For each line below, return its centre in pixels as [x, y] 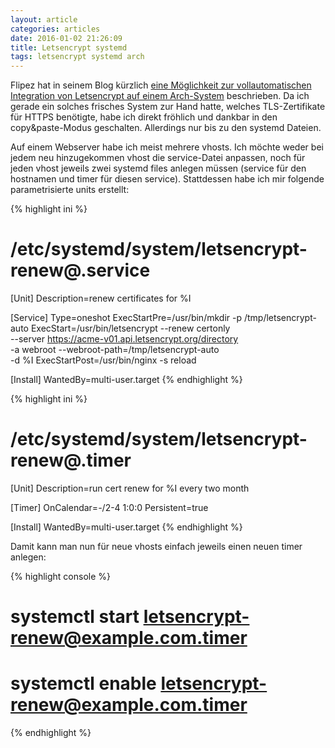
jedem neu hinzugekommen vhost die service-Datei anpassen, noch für [158, 158]
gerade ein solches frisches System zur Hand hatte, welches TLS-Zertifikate [168, 107]
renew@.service [80, 270]
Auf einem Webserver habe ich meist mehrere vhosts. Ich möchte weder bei [167, 147]
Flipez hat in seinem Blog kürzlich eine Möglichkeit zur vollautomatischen [161, 85]
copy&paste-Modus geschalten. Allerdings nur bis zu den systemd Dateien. [166, 128]
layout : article [44, 19]
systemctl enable [83, 683]
